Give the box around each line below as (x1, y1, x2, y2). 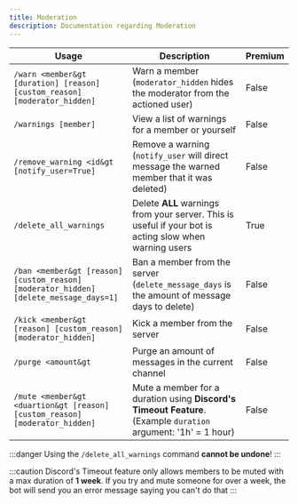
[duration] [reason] (13, 77, 100, 88)
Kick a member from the (131, 316, 233, 329)
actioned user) (131, 98, 193, 110)
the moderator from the (131, 86, 230, 99)
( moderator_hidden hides (131, 76, 234, 88)
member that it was (131, 171, 213, 183)
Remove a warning (131, 138, 210, 150)
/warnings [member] (13, 119, 96, 129)
